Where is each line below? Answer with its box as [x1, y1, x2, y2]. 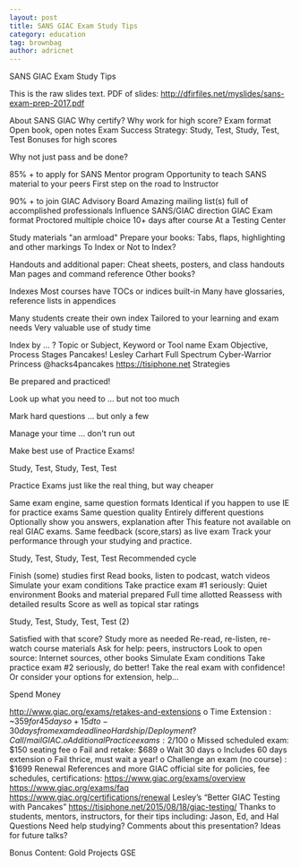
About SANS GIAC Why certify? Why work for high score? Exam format [9, 116, 271, 126]
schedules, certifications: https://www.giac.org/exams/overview [9, 773, 246, 784]
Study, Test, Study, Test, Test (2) [9, 616, 130, 627]
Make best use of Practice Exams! [9, 445, 135, 457]
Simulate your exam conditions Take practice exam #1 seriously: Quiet [9, 579, 268, 591]
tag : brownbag [9, 38, 63, 47]
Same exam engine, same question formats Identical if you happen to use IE [9, 498, 289, 509]
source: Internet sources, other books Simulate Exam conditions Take [9, 653, 266, 664]
